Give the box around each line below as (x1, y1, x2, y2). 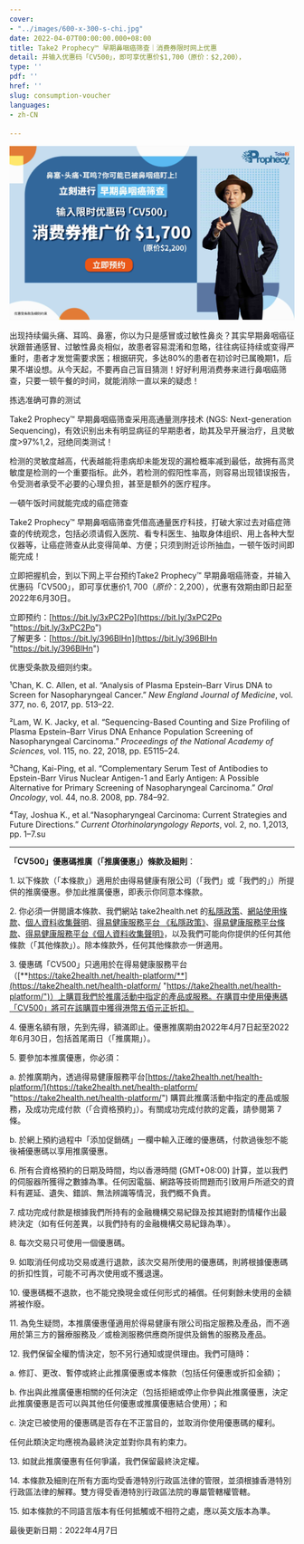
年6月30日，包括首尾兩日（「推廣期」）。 (9, 1032, 156, 1043)
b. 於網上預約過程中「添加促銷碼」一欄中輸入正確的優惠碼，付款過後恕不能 (9, 1134, 289, 1145)
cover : (9, 14, 34, 24)
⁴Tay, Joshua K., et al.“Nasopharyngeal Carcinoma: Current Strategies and (9, 809, 288, 820)
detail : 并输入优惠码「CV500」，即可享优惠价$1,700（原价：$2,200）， (9, 53, 246, 62)
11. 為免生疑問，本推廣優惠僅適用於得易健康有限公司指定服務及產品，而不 (9, 1318, 282, 1328)
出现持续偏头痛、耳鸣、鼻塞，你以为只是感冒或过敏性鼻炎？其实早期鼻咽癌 (9, 330, 287, 340)
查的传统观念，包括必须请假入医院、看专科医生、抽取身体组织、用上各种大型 (9, 528, 295, 539)
